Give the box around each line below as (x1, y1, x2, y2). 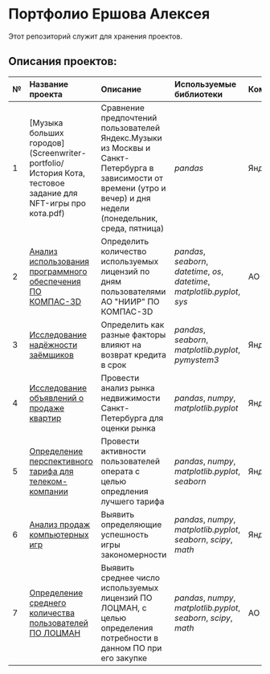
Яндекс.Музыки (100, 132, 162, 143)
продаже (29, 402, 65, 414)
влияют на (100, 339, 142, 350)
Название (29, 78, 69, 89)
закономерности (100, 549, 167, 560)
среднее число (100, 572, 161, 583)
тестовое (29, 178, 66, 189)
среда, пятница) (100, 223, 165, 234)
